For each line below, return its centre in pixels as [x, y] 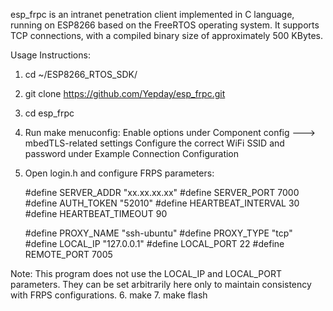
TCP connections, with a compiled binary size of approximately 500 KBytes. [166, 35]
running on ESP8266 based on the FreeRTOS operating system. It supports [165, 25]
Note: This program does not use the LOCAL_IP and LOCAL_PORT [146, 273]
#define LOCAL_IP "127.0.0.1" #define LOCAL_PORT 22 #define [154, 243]
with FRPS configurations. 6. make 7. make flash [109, 295]
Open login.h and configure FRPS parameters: [119, 173]
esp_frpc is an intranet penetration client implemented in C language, [152, 14]
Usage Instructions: [50, 55]
